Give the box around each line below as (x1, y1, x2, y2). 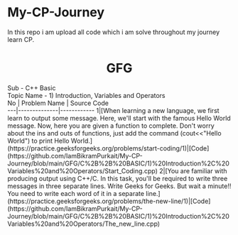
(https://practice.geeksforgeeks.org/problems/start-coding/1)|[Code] (7, 143, 210, 153)
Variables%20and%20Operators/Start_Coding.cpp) (7, 166, 158, 175)
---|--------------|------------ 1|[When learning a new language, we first (7, 106, 220, 114)
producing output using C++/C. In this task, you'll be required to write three (7, 174, 228, 182)
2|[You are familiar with (158, 166, 227, 175)
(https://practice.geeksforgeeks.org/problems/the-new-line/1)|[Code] (7, 197, 211, 205)
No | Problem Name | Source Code (7, 99, 109, 107)
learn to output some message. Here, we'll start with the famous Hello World (7, 114, 231, 122)
